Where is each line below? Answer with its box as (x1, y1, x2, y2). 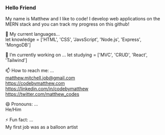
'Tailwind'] (5, 57, 27, 63)
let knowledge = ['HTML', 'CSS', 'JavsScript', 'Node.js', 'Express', (5, 36, 142, 42)
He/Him (5, 106, 22, 112)
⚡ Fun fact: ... (5, 117, 33, 123)
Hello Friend (5, 4, 36, 11)
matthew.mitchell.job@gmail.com (5, 75, 75, 81)
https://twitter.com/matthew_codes (5, 91, 79, 97)
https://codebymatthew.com (5, 80, 65, 86)
